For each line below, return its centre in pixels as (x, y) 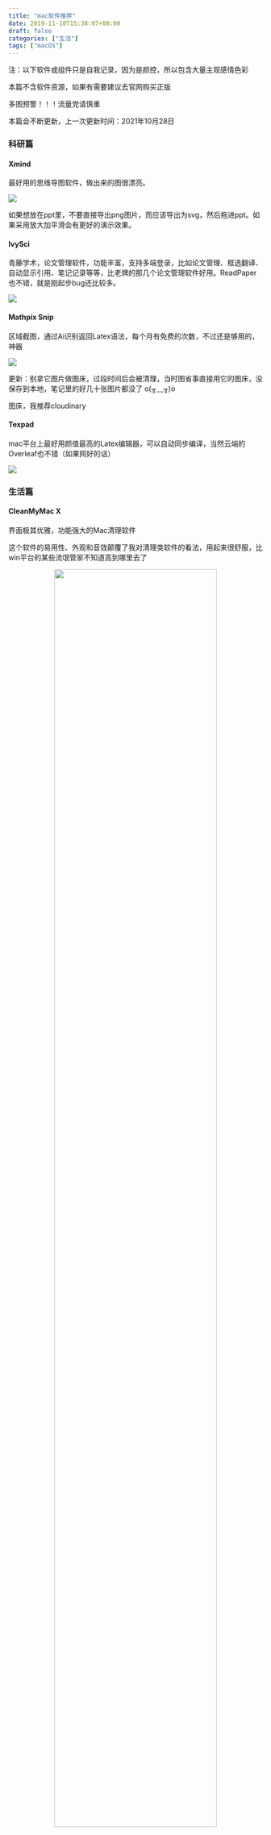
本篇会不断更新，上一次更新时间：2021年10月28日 (92, 121)
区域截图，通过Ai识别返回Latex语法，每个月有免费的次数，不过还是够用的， (134, 336)
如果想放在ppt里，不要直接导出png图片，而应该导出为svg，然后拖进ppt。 (131, 215)
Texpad (21, 425)
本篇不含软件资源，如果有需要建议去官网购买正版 (90, 87)
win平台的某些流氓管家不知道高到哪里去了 (78, 557)
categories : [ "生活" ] (44, 38)
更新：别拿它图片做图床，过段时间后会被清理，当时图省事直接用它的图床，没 (135, 378)
